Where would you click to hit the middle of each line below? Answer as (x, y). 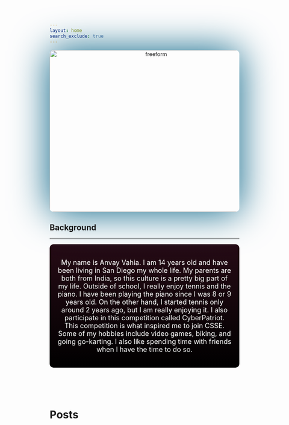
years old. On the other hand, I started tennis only (144, 302)
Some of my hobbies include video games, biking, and (144, 334)
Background (73, 227)
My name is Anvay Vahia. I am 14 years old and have (144, 263)
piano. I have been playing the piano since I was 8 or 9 (144, 294)
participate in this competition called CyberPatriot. (144, 318)
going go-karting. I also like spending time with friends (144, 342)
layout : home (66, 30)
